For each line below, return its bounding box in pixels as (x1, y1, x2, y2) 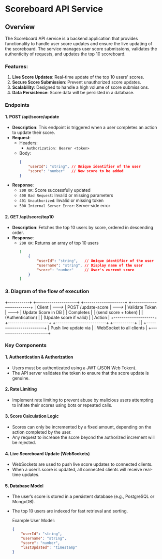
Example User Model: (12, 518, 55, 524)
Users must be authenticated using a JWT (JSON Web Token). (12, 365, 137, 371)
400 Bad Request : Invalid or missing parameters (19, 192, 114, 198)
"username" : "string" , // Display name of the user (36, 263, 143, 268)
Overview (5, 23, 35, 31)
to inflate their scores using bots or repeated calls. (12, 402, 113, 408)
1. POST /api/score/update (5, 114, 59, 119)
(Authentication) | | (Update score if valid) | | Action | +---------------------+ (5, 314, 158, 320)
